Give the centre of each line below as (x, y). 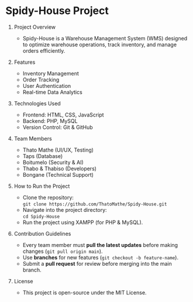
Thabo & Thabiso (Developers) (60, 169)
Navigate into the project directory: (65, 210)
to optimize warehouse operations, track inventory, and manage (99, 44)
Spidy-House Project (57, 11)
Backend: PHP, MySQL (50, 121)
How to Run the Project (42, 186)
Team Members (33, 138)
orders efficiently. (44, 50)
